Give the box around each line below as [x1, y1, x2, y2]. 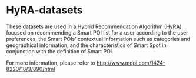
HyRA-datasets [6, 4, 84, 17]
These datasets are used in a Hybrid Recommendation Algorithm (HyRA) [6, 23, 182, 30]
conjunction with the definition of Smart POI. [6, 48, 114, 55]
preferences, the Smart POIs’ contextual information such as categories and [6, 35, 190, 42]
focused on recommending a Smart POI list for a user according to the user [6, 29, 188, 36]
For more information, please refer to [6, 59, 95, 66]
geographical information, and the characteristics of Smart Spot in [6, 42, 167, 49]
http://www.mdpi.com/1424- [96, 59, 166, 66]
